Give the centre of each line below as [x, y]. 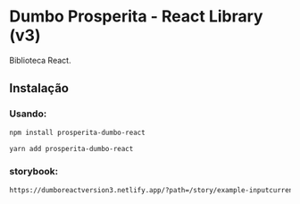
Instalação [39, 88]
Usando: [28, 114]
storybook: [34, 172]
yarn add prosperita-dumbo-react [71, 149]
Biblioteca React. [40, 60]
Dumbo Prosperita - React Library [136, 17]
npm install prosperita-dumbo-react [77, 132]
